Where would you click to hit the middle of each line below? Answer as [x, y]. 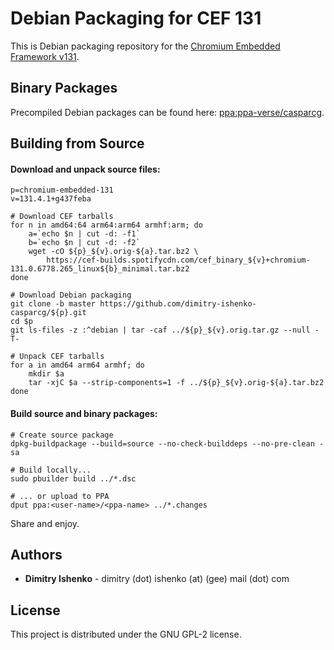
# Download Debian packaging [71, 295]
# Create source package [62, 435]
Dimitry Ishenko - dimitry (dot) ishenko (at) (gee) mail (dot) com [157, 579]
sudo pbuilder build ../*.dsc [73, 478]
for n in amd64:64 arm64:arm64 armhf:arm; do [106, 225]
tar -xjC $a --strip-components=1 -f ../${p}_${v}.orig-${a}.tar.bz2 [176, 383]
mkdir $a [46, 374]
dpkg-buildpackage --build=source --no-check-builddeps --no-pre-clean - [167, 443]
